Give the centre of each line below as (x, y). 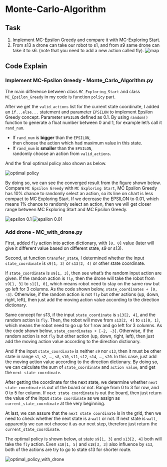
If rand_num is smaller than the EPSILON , (52, 148)
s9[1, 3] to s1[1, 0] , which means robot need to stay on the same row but (82, 283)
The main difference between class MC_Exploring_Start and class (72, 91)
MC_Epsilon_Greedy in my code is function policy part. (60, 97)
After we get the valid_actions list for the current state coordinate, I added (82, 106)
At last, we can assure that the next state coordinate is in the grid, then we (83, 413)
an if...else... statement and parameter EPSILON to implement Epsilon (79, 112)
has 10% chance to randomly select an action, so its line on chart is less (79, 193)
